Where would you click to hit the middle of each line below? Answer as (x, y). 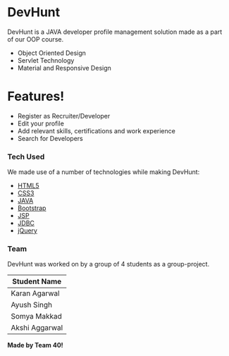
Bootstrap (32, 208)
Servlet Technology (46, 60)
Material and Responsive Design (64, 68)
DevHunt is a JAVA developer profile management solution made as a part (115, 32)
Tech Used (26, 156)
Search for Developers (50, 138)
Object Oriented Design (52, 53)
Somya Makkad (36, 317)
